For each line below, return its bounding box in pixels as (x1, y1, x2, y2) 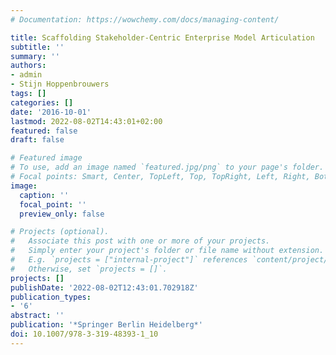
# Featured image (10, 153, 83, 163)
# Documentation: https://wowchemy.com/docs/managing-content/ (10, 14, 280, 25)
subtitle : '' (10, 42, 65, 52)
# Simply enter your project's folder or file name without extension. (10, 246, 325, 256)
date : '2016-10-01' (10, 107, 92, 117)
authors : (10, 61, 47, 71)
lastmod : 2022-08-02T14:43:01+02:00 (10, 116, 163, 126)
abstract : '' (10, 311, 65, 321)
